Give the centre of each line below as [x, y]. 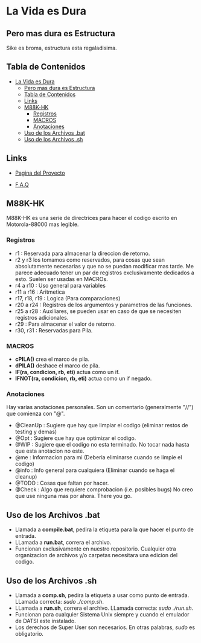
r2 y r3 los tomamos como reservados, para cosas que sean [90, 260]
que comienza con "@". [36, 414]
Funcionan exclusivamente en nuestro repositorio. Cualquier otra [95, 549]
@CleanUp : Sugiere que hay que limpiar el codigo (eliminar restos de [101, 425]
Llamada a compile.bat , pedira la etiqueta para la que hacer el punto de [104, 529]
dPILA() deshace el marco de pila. [57, 366]
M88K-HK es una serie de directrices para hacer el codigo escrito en [92, 218]
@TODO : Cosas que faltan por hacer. [62, 483]
